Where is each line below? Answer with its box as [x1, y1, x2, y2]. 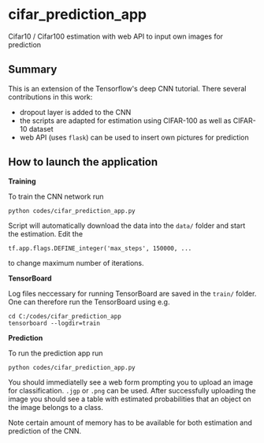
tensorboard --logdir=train [8, 319, 101, 327]
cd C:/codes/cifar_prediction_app [8, 312, 122, 320]
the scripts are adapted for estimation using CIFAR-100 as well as [19, 116, 232, 125]
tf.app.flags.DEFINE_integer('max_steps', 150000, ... [8, 244, 192, 252]
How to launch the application [8, 155, 158, 169]
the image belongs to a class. [8, 402, 104, 411]
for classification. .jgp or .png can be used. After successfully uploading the [8, 385, 256, 395]
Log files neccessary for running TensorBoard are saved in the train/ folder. [8, 289, 257, 298]
